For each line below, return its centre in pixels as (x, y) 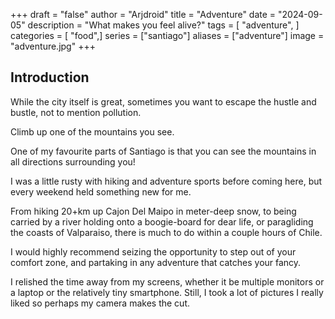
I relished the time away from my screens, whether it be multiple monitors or (167, 281)
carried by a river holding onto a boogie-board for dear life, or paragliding (162, 221)
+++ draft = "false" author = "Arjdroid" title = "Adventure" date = (143, 14)
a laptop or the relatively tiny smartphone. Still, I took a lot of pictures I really (167, 292)
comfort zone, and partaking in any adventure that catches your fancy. (156, 262)
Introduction (50, 77)
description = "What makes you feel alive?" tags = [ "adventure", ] (163, 25)
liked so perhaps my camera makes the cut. (100, 303)
